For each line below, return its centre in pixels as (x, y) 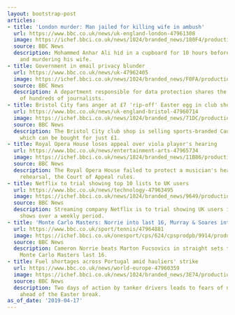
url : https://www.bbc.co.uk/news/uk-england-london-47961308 (105, 33)
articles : (22, 20)
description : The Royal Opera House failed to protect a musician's (115, 170)
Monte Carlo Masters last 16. (64, 255)
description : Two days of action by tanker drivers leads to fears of (119, 288)
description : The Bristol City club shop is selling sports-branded (115, 131)
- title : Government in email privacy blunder (76, 66)
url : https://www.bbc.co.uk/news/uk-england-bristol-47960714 (106, 112)
